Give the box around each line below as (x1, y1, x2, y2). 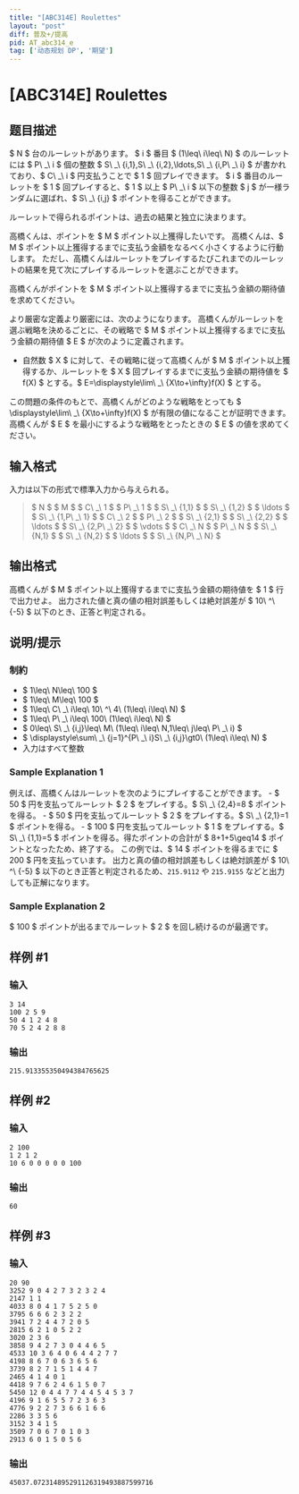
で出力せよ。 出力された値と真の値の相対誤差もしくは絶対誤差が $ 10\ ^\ (9, 595, 275, 606)
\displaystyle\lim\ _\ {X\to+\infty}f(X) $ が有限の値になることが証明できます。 (9, 408, 291, 419)
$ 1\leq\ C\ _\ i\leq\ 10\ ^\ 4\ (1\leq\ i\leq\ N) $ (21, 704, 186, 715)
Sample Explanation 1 (9, 766, 104, 778)
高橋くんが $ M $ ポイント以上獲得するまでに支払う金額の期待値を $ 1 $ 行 (9, 583, 284, 595)
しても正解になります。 (9, 877, 95, 887)
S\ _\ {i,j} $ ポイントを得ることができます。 (79, 193, 237, 204)
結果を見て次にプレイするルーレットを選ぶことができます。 (24, 265, 244, 276)
